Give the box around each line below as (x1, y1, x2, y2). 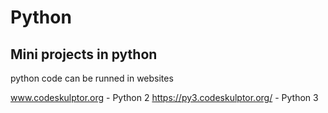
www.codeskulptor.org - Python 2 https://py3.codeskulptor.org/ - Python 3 (10, 92, 319, 103)
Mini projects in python (10, 46, 158, 63)
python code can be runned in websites (10, 72, 174, 84)
